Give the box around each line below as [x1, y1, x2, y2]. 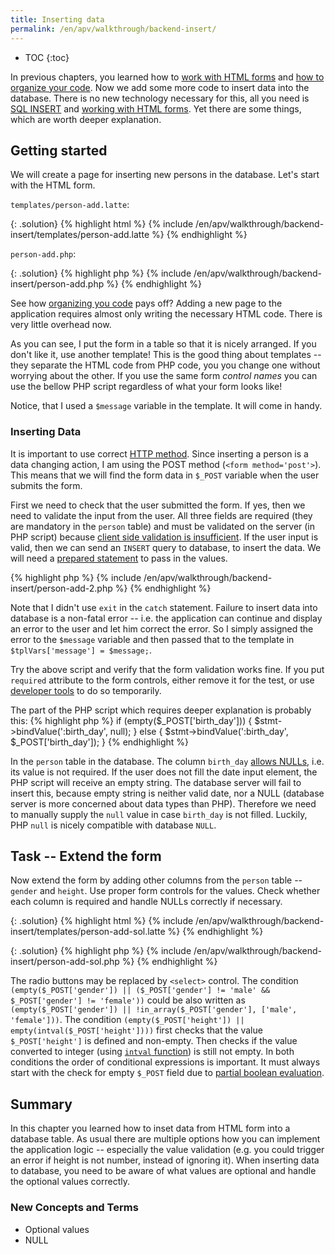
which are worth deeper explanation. [10, 113, 162, 125]
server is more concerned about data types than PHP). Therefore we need [10, 797, 317, 810]
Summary [10, 1096, 73, 1113]
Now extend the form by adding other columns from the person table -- [10, 874, 303, 886]
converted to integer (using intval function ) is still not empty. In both [10, 1046, 295, 1058]
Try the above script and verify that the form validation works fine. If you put [10, 663, 325, 675]
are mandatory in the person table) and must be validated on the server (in [10, 520, 316, 532]
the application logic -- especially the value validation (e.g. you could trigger [10, 1144, 325, 1156]
